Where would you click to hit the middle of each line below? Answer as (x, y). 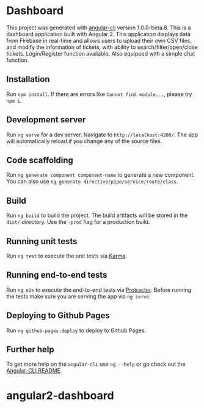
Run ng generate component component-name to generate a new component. (101, 175)
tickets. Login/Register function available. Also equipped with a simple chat (101, 53)
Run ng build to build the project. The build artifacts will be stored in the (97, 215)
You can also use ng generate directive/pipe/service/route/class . (92, 182)
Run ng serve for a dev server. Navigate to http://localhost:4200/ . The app (102, 135)
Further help (31, 350)
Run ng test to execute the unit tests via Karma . (67, 256)
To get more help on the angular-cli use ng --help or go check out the (96, 364)
